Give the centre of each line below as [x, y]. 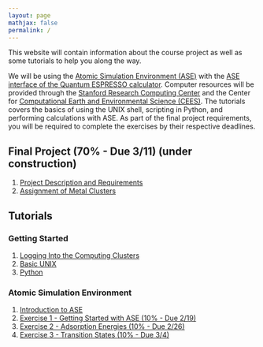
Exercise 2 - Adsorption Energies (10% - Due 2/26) [102, 326]
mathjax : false [33, 23]
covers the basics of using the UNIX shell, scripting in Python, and [115, 110]
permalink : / [30, 30]
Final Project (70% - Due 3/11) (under [100, 151]
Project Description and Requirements [81, 183]
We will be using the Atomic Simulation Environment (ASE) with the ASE [124, 76]
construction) [43, 164]
